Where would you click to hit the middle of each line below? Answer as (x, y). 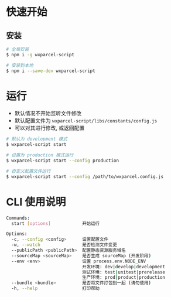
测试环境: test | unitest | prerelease (124, 272)
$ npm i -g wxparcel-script (40, 54)
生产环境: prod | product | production (124, 278)
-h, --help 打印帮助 (56, 289)
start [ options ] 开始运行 (56, 223)
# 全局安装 (18, 49)
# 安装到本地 (20, 65)
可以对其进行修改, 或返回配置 (49, 128)
